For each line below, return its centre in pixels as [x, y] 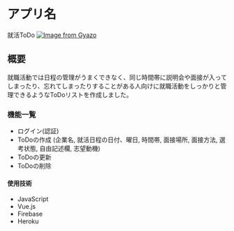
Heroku [28, 221]
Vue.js [27, 207]
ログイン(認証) [38, 131]
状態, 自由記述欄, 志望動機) [62, 149]
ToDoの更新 [34, 157]
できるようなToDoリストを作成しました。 [73, 94]
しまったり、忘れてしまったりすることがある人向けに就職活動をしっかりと [114, 86]
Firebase [30, 214]
